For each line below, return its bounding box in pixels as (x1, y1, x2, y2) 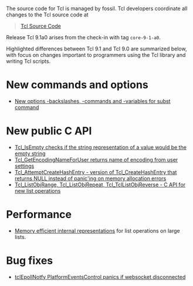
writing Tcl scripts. (6, 58, 51, 64)
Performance (6, 208, 72, 222)
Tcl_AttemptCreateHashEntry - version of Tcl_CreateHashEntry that (14, 168, 177, 175)
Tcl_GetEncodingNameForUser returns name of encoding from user (14, 156, 178, 163)
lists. (14, 233, 26, 240)
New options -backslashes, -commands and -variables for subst (14, 97, 171, 104)
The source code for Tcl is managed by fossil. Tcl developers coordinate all (6, 5, 188, 12)
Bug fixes (6, 254, 53, 267)
